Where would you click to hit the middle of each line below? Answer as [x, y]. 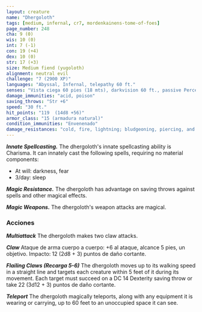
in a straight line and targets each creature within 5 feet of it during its [93, 272]
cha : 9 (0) [20, 34]
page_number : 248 [28, 29]
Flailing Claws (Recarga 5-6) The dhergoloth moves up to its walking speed [101, 266]
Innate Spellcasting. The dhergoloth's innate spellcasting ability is [89, 146]
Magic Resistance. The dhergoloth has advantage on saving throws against [101, 189]
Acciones [20, 222]
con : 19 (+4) [23, 51]
